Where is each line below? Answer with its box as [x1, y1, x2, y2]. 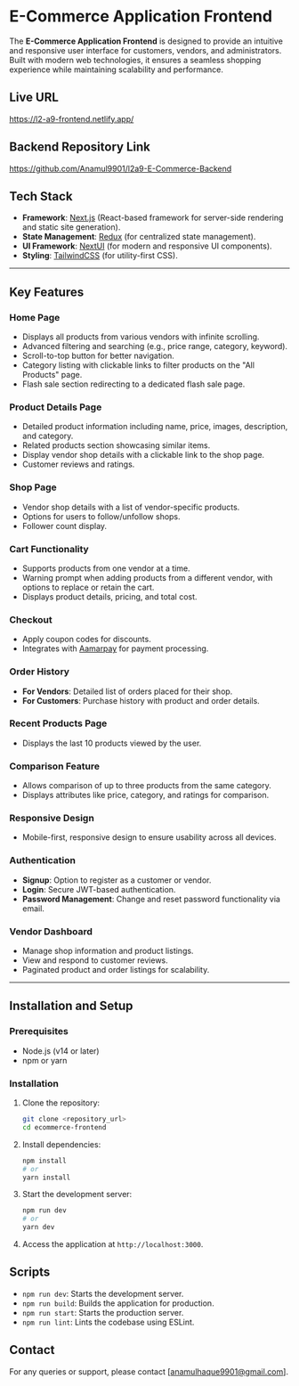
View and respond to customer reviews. [21, 955, 169, 966]
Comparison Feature [9, 760, 101, 772]
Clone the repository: [21, 1097, 101, 1108]
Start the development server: [21, 1189, 133, 1200]
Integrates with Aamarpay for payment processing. [21, 643, 209, 654]
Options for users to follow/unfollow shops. [21, 510, 181, 522]
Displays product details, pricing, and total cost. [21, 591, 198, 602]
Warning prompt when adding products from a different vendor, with [21, 572, 273, 583]
